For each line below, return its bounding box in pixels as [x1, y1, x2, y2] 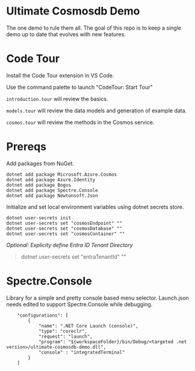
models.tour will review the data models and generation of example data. [6, 107, 187, 114]
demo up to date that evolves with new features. [6, 30, 126, 37]
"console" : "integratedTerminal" [38, 349, 125, 355]
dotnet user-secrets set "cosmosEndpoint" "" [6, 220, 122, 226]
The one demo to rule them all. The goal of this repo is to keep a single [6, 24, 182, 31]
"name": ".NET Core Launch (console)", [38, 323, 138, 329]
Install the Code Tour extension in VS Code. [6, 71, 114, 79]
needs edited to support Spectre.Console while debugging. [6, 300, 153, 308]
